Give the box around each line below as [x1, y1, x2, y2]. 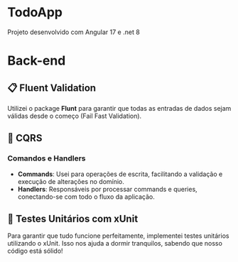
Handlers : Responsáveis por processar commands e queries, [17, 185, 198, 193]
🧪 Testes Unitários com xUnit [7, 213, 139, 225]
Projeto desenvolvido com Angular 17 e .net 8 [7, 28, 140, 36]
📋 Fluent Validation [7, 82, 97, 94]
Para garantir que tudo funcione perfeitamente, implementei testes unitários [7, 231, 229, 240]
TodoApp [7, 4, 63, 21]
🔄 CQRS [7, 132, 43, 144]
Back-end [7, 53, 66, 69]
